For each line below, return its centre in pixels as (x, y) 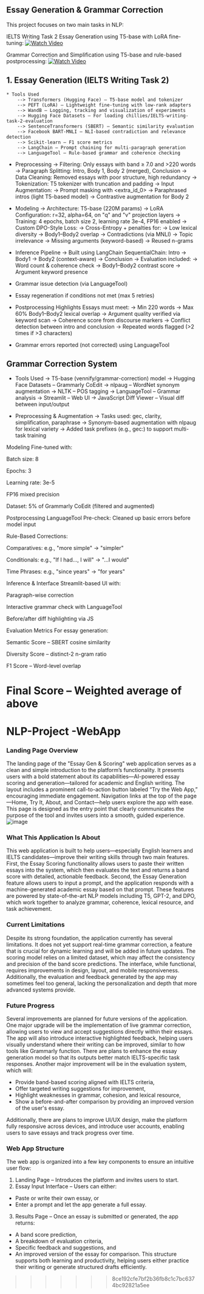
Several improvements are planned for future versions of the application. (97, 1019)
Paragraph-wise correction (40, 595)
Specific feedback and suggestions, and (66, 1248)
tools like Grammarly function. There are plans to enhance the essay (92, 1051)
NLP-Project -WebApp (64, 731)
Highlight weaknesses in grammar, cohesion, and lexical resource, (98, 1095)
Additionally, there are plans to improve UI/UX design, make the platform (97, 1120)
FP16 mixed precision (33, 495)
